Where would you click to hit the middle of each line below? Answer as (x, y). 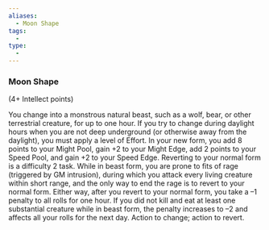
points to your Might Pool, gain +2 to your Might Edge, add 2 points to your (132, 149)
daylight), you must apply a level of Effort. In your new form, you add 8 (126, 140)
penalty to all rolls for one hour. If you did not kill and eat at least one (122, 201)
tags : (17, 31)
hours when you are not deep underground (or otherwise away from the (128, 132)
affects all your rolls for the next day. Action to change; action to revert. (126, 218)
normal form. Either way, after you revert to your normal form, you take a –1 (133, 192)
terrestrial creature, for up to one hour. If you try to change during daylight (132, 123)
